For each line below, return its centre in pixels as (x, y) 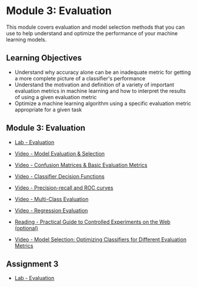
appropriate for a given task (48, 109)
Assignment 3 (32, 264)
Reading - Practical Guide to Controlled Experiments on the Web (92, 222)
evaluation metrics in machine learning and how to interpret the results (100, 91)
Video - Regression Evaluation (51, 210)
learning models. (26, 39)
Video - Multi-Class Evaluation (51, 199)
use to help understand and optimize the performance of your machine (92, 33)
